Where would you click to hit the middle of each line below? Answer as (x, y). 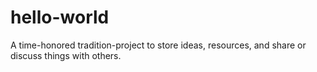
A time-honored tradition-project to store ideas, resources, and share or (158, 45)
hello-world (60, 17)
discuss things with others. (66, 55)
